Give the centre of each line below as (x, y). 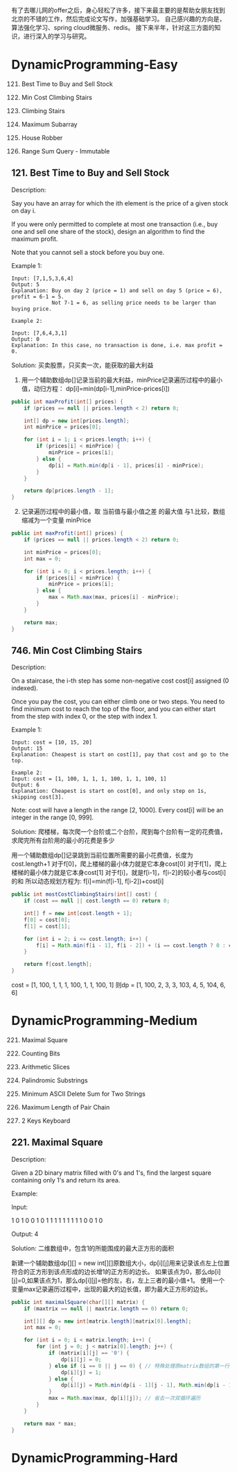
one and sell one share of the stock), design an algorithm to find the (108, 231)
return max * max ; (50, 1423)
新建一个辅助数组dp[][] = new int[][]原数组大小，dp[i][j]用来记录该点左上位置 (121, 1263)
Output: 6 (26, 785)
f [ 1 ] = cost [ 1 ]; (47, 926)
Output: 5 (26, 284)
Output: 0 (26, 339)
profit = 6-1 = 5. (38, 296)
